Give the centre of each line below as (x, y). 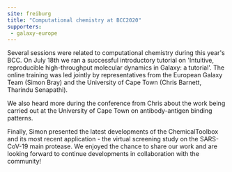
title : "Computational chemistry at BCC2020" (74, 20)
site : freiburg (29, 14)
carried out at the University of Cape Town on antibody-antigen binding (110, 111)
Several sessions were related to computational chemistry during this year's (116, 53)
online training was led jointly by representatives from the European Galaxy (115, 75)
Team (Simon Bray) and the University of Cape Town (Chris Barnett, (105, 83)
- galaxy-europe (34, 33)
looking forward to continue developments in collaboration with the (103, 154)
